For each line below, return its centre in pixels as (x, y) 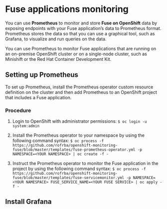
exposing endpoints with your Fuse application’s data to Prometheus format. (83, 28)
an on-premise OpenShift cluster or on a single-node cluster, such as (76, 54)
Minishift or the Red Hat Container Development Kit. (58, 59)
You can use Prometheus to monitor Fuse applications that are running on (81, 48)
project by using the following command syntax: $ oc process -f (79, 169)
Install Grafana (28, 202)
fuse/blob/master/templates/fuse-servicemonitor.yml (68, 178)
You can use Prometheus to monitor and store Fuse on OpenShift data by (81, 23)
